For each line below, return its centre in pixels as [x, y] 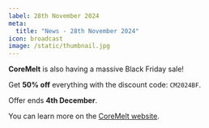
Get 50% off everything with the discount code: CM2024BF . [104, 85]
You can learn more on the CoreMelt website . [84, 116]
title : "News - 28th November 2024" [77, 31]
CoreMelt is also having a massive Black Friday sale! [96, 69]
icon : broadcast [36, 38]
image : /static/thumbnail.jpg [60, 46]
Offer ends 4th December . [53, 100]
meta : [17, 23]
